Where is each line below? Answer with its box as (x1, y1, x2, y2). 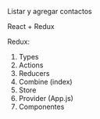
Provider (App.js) (18, 94, 73, 103)
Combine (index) (18, 78, 73, 86)
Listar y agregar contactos (7, 7, 92, 16)
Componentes (18, 102, 65, 111)
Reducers (18, 69, 50, 78)
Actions (18, 60, 44, 70)
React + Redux (7, 22, 55, 31)
